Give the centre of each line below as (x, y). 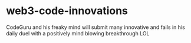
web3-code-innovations (67, 11)
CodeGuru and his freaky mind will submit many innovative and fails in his (96, 27)
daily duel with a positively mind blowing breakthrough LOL (78, 33)
